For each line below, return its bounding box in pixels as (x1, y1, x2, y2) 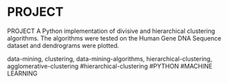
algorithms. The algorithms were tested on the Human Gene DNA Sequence (7, 34, 222, 42)
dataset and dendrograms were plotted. (7, 41, 119, 49)
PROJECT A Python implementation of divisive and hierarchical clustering (7, 27, 216, 35)
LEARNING (7, 69, 38, 78)
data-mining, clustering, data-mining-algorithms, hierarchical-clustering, (7, 54, 213, 62)
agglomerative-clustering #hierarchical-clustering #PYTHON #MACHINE (7, 62, 213, 70)
